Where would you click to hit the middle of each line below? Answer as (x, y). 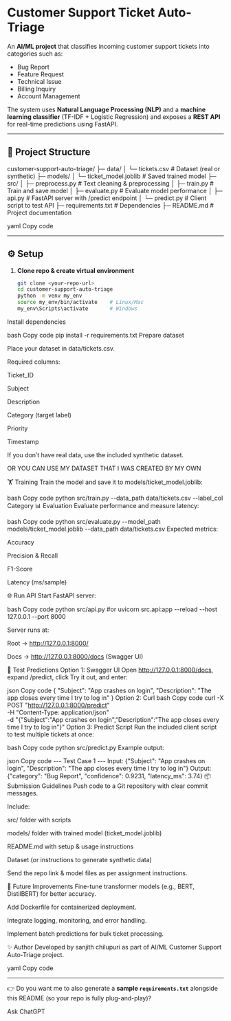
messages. (23, 793)
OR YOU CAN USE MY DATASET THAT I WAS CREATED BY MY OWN (104, 468)
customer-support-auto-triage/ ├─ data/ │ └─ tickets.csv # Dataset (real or (114, 168)
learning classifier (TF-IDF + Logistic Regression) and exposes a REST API (114, 117)
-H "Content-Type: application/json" (58, 712)
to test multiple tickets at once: (51, 734)
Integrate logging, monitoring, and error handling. (77, 920)
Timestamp (23, 441)
